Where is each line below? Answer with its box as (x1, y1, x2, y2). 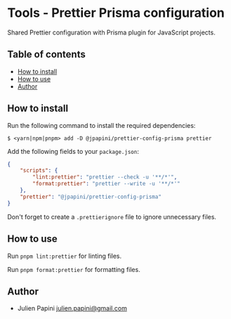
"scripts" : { (20, 167, 58, 174)
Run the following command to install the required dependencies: (7, 121, 196, 129)
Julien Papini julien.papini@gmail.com (17, 304, 128, 313)
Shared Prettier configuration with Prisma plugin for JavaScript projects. (7, 28, 216, 37)
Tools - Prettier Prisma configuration (7, 5, 225, 21)
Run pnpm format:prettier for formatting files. (7, 265, 140, 273)
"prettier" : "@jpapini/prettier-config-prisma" (20, 193, 161, 200)
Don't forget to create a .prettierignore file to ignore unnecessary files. (7, 212, 216, 221)
